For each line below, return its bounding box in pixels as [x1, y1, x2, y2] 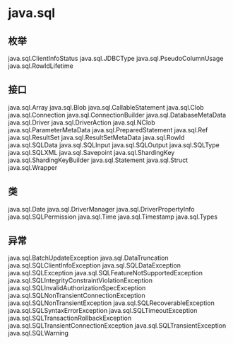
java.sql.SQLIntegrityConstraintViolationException [8, 276, 153, 285]
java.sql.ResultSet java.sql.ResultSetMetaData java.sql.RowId [8, 133, 185, 142]
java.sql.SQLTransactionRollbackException [8, 314, 132, 323]
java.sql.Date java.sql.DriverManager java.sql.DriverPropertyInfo [8, 205, 195, 213]
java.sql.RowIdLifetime [8, 62, 73, 70]
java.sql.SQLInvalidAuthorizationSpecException [8, 284, 146, 292]
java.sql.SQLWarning [8, 329, 69, 338]
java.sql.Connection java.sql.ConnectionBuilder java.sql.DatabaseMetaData [8, 110, 227, 119]
